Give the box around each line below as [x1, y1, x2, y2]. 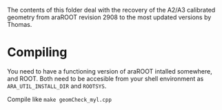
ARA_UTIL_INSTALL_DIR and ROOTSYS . [7, 82, 107, 90]
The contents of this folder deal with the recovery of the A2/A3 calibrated [7, 6, 216, 14]
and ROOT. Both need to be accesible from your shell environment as [7, 74, 204, 82]
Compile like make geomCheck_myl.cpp [7, 95, 112, 103]
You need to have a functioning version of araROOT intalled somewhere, [7, 67, 212, 75]
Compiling [7, 45, 68, 60]
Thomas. [7, 21, 32, 28]
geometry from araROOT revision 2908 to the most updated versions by [7, 13, 212, 21]
